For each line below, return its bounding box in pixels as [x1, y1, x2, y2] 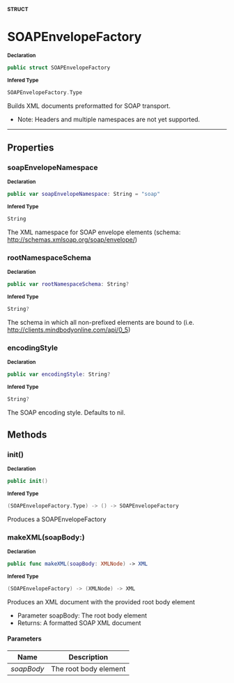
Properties [7, 142, 54, 154]
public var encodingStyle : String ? [7, 371, 111, 378]
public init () [7, 477, 49, 484]
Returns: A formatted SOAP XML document [17, 618, 141, 627]
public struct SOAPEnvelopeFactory [7, 64, 111, 71]
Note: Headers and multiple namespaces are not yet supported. [17, 115, 201, 123]
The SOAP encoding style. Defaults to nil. [7, 408, 126, 417]
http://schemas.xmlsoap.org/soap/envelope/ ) [7, 236, 138, 244]
